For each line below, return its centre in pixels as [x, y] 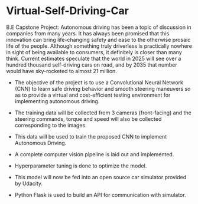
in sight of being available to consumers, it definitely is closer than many [94, 52]
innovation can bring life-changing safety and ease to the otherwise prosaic [98, 40]
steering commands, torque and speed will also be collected [88, 119]
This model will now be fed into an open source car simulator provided [100, 177]
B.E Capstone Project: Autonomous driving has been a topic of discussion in [99, 27]
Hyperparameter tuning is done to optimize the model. [81, 166]
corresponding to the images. [51, 125]
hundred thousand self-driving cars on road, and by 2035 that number [92, 65]
